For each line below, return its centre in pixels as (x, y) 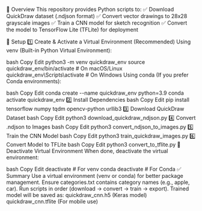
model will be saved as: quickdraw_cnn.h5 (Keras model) (77, 195)
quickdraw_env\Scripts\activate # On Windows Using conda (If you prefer (97, 75)
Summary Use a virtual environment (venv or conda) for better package (95, 176)
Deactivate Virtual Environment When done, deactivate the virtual (87, 151)
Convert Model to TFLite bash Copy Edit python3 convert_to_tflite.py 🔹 (93, 144)
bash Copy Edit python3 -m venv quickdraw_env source (76, 62)
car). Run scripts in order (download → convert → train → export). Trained (98, 189)
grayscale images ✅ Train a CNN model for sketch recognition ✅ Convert (97, 23)
